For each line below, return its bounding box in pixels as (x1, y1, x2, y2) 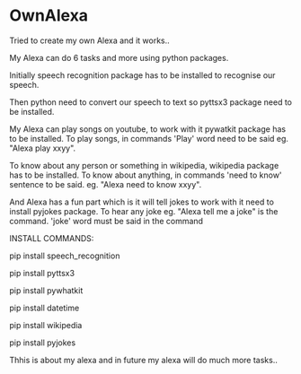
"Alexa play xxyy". (9, 143, 76, 153)
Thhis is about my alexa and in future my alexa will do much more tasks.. (9, 354, 279, 365)
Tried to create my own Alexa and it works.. (9, 35, 171, 46)
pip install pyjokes (9, 337, 76, 348)
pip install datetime (9, 302, 80, 313)
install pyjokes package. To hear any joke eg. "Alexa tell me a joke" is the (9, 205, 279, 216)
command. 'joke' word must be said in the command (9, 215, 204, 226)
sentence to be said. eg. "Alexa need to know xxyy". (9, 178, 202, 189)
